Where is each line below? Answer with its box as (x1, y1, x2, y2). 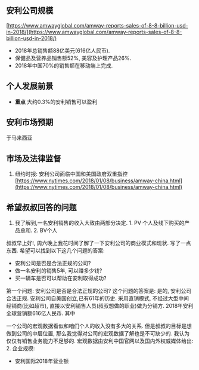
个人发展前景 (6, 81, 54, 91)
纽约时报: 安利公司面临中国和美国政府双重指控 (14, 170, 128, 178)
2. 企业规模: (6, 345, 35, 352)
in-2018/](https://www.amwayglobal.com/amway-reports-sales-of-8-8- (6, 28, 182, 35)
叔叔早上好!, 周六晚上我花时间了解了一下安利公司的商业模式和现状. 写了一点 (6, 240, 191, 247)
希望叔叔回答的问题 (6, 202, 77, 212)
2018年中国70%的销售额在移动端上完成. (14, 62, 113, 69)
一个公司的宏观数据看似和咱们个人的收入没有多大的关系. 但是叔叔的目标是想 (6, 322, 192, 330)
